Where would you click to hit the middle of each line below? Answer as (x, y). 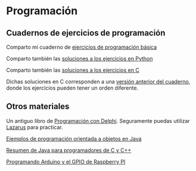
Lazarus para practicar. (35, 127)
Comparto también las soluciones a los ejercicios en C (73, 70)
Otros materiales (38, 107)
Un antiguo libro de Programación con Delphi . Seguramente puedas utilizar (98, 121)
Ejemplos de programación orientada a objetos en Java (74, 138)
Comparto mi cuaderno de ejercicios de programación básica (82, 47)
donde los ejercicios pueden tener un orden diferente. (72, 88)
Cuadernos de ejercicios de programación (86, 33)
